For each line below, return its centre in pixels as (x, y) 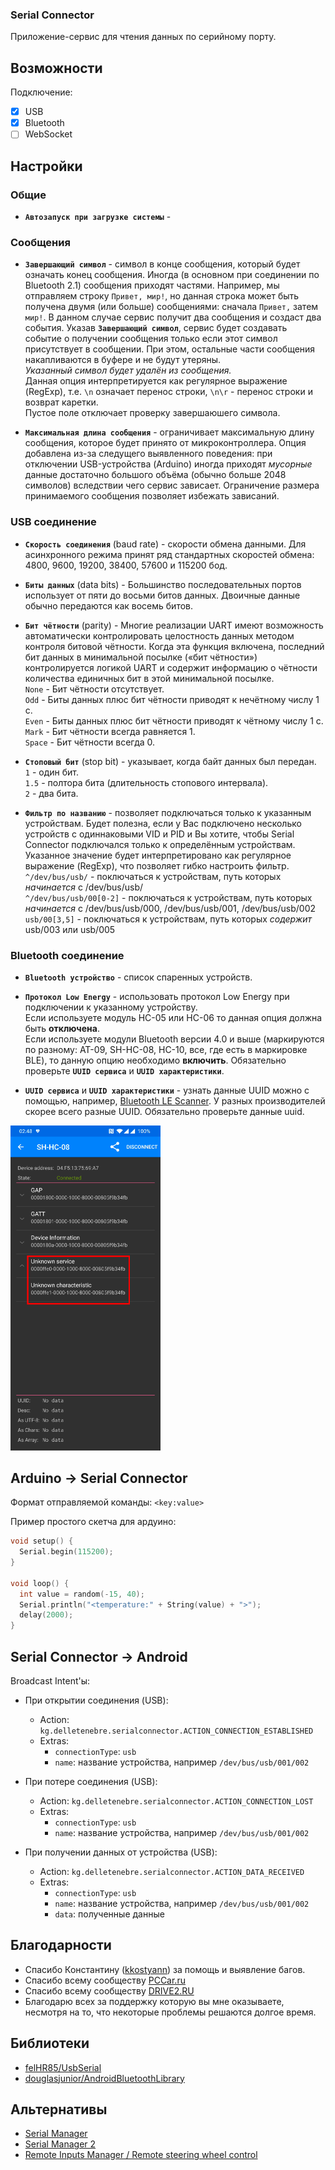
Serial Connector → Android (99, 1656)
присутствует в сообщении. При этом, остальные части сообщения (170, 349)
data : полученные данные (109, 1914)
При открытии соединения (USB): (96, 1700)
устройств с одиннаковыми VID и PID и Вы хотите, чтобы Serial (159, 834)
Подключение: (41, 92)
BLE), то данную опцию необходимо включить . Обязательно (155, 1060)
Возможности (56, 68)
